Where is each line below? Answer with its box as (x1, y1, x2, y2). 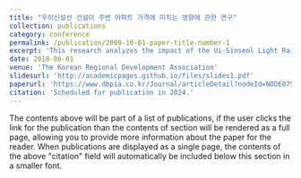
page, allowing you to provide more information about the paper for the (9, 131, 271, 142)
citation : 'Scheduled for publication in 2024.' (9, 88, 194, 97)
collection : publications (9, 21, 106, 30)
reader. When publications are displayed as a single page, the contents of (9, 140, 281, 152)
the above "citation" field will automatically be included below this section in (9, 150, 290, 161)
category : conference (9, 30, 90, 38)
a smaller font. (9, 160, 63, 171)
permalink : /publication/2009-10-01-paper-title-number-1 (9, 38, 230, 47)
